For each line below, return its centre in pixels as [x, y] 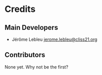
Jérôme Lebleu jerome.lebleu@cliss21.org [54, 39]
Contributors [25, 55]
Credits [20, 9]
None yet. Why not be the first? [37, 67]
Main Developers [31, 28]
